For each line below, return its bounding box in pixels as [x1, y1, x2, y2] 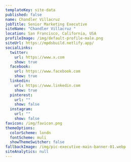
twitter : [10, 50, 28, 55]
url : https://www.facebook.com [14, 69, 81, 74]
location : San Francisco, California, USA [5, 31, 96, 36]
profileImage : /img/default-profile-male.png [5, 36, 103, 41]
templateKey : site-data [5, 7, 56, 13]
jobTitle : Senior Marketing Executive [5, 21, 87, 27]
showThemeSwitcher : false [10, 140, 65, 145]
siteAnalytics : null [5, 149, 49, 154]
